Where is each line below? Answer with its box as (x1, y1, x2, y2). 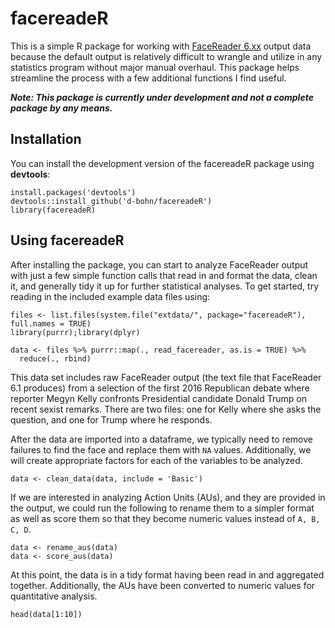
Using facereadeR (10, 232, 125, 249)
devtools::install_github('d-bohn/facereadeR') (10, 196, 213, 206)
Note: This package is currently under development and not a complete (10, 91, 314, 103)
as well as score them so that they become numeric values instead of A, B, (10, 512, 321, 524)
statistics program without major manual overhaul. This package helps (10, 61, 300, 73)
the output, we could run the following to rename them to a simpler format (10, 502, 315, 514)
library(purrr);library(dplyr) (10, 327, 141, 337)
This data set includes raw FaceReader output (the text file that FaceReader (10, 371, 322, 383)
